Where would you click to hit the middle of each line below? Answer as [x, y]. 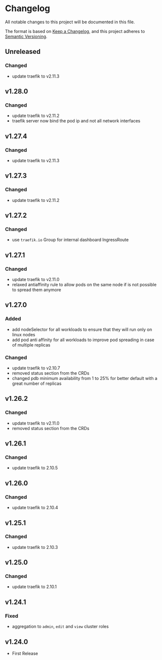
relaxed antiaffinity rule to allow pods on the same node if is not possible [84, 285]
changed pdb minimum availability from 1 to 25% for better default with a [85, 379]
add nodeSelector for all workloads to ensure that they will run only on [82, 329]
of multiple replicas [31, 345]
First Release [25, 653]
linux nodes [23, 334]
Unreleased [23, 52]
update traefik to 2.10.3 [35, 547]
